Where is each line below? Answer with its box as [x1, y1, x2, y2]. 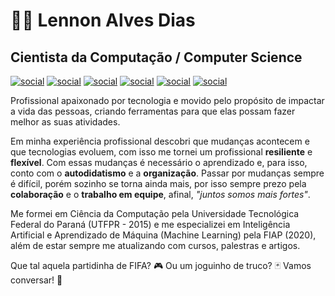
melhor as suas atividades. [10, 116, 121, 128]
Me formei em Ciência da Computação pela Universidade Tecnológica [10, 208, 300, 219]
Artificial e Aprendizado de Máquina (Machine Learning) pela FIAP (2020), [10, 229, 317, 241]
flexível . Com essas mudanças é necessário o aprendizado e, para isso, [10, 157, 308, 168]
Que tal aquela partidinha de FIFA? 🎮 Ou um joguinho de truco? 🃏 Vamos [10, 260, 312, 271]
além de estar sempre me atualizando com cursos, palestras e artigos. [10, 240, 301, 251]
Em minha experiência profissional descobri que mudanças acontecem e [10, 135, 310, 147]
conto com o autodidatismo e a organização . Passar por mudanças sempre [10, 167, 325, 179]
